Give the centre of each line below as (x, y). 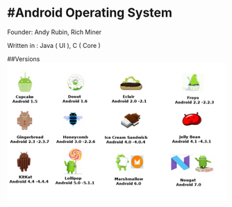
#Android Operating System (90, 13)
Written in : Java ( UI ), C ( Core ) (54, 45)
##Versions (24, 59)
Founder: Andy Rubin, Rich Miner (55, 32)
